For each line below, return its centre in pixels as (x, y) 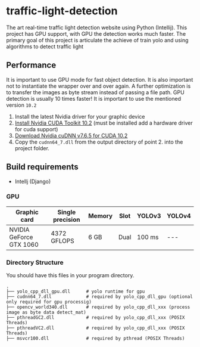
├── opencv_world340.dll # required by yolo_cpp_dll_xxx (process (98, 307)
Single (67, 212)
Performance (31, 65)
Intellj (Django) (33, 181)
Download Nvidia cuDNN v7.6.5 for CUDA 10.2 (71, 135)
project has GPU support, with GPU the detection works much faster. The (96, 33)
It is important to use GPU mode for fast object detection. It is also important (100, 79)
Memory (101, 216)
